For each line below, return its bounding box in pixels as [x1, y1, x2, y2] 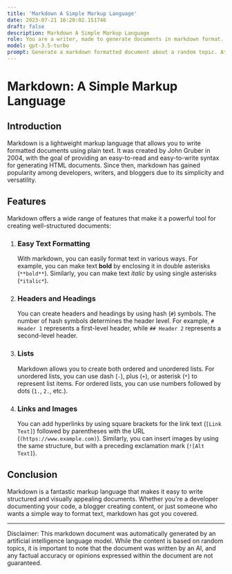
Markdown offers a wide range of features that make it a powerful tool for [7, 214, 216, 222]
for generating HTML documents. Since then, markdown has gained [7, 160, 200, 169]
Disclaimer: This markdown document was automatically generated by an [7, 529, 216, 537]
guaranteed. [7, 558, 42, 567]
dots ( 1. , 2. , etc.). [17, 387, 68, 395]
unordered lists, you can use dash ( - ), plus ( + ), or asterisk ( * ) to [17, 371, 198, 380]
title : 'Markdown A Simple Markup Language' [7, 10, 137, 17]
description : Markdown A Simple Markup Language [7, 29, 150, 37]
